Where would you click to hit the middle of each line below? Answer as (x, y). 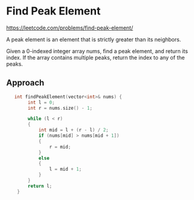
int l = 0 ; (41, 102)
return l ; (40, 186)
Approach (25, 83)
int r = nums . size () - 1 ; (60, 108)
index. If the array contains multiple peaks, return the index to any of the (95, 57)
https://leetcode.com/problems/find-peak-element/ (70, 28)
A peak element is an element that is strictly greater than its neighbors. (94, 39)
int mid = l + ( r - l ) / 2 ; (74, 130)
